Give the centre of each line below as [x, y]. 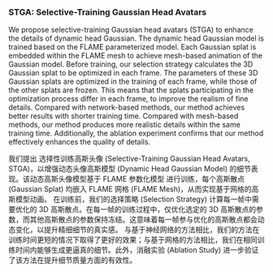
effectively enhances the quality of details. [80, 142]
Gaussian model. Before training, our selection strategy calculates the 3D [131, 64]
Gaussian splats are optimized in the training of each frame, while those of [133, 82]
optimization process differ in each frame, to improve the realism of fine [128, 99]
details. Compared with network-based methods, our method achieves [127, 107]
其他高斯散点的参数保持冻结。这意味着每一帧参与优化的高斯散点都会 [143, 220]
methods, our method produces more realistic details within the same [125, 125]
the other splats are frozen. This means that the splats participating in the [131, 90]
